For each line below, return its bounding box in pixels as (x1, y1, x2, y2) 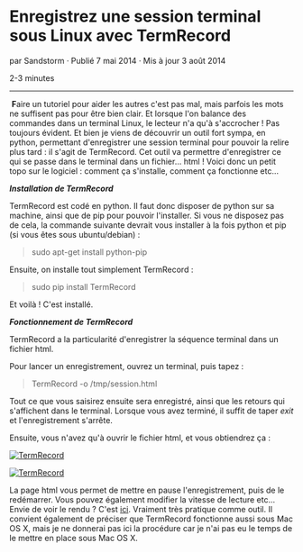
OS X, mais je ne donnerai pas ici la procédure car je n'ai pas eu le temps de (9, 522, 293, 533)
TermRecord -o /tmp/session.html (31, 378, 158, 389)
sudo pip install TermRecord (31, 281, 136, 292)
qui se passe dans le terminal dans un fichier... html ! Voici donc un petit (9, 156, 277, 167)
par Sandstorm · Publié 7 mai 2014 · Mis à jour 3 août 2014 (9, 55, 226, 66)
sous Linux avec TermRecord (9, 25, 232, 46)
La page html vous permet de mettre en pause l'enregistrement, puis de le (9, 484, 285, 495)
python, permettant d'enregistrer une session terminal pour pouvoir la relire (9, 137, 289, 148)
